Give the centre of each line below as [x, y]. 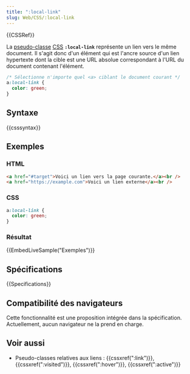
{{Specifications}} [29, 284]
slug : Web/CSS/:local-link [40, 18]
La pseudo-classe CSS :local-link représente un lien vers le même [92, 47]
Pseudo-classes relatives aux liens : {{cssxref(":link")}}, [85, 358]
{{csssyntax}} [24, 127]
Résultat [19, 237]
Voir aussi [25, 343]
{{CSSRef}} [21, 35]
